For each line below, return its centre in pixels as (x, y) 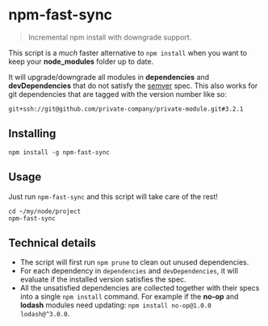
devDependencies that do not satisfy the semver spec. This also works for (133, 86)
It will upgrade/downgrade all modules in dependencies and (109, 77)
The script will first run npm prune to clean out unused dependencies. (134, 262)
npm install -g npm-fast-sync (59, 152)
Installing (32, 134)
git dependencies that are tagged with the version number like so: (118, 94)
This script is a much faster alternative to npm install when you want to (128, 52)
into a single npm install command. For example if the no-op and (129, 297)
